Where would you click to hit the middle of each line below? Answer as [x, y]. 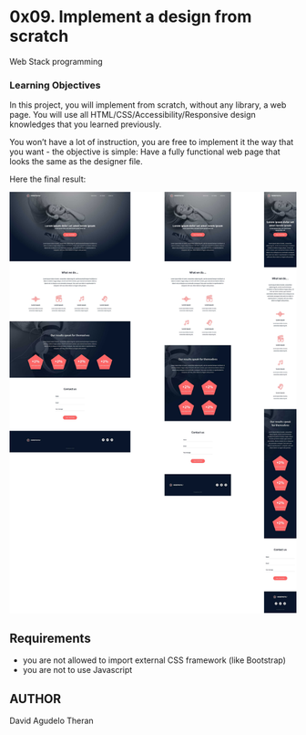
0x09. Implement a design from [131, 17]
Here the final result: [48, 179]
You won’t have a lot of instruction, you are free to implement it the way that [152, 142]
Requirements [50, 638]
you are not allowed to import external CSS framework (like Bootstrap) [154, 660]
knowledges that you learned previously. [86, 124]
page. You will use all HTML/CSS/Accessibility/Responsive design [133, 115]
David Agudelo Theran [51, 721]
